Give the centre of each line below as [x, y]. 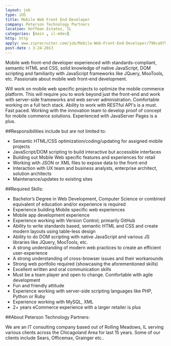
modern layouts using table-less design [54, 231]
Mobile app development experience [51, 215]
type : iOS [16, 15]
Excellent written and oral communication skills [62, 269]
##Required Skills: [24, 189]
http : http [17, 39]
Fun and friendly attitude [38, 285]
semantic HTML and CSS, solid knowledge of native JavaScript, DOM [78, 68]
